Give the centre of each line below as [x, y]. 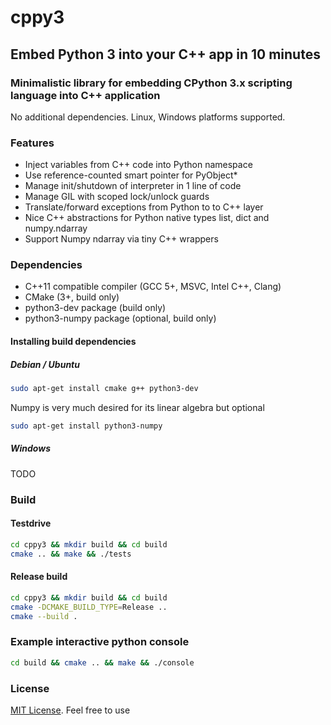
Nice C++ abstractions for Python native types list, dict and [147, 218]
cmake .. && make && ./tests [71, 554]
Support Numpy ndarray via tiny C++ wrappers [121, 239]
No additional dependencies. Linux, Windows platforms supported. [148, 117]
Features [32, 143]
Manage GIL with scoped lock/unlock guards [117, 197]
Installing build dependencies [73, 342]
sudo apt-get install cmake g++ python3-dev [104, 389]
